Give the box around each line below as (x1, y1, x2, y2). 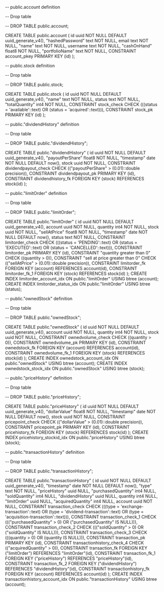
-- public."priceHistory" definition (5, 375, 72, 381)
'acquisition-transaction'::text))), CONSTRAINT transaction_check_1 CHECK (5, 514, 157, 520)
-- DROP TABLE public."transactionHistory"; (5, 468, 94, 474)
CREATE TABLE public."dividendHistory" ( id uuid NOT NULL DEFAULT (5, 150, 146, 155)
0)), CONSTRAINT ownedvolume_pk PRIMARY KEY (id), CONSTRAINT (5, 339, 146, 345)
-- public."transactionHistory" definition (5, 449, 84, 455)
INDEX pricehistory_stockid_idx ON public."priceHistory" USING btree (5, 435, 145, 440)
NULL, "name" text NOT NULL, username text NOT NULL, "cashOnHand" (5, 43, 152, 48)
